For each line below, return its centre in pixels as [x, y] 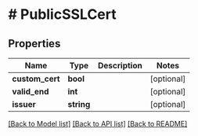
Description [120, 66]
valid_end [31, 92]
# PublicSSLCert [62, 15]
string [79, 104]
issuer [24, 104]
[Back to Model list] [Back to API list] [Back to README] [98, 124]
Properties [34, 44]
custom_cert [36, 79]
